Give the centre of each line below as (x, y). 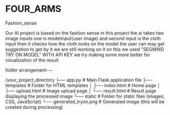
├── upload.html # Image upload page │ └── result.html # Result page (81, 90)
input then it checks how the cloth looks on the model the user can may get (85, 43)
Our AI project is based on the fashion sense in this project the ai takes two (85, 33)
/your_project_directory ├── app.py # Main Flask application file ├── (79, 80)
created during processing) (34, 107)
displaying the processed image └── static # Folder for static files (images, (85, 96)
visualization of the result (32, 60)
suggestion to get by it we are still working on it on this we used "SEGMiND (85, 49)
